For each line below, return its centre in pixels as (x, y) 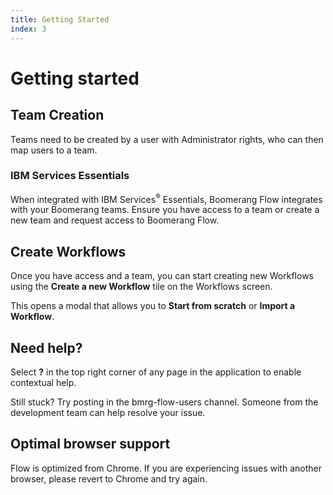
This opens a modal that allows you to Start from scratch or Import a (153, 306)
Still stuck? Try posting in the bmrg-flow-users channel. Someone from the (164, 402)
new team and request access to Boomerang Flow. (115, 220)
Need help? (46, 347)
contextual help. (43, 383)
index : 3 (28, 29)
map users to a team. (54, 150)
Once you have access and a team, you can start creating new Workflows (162, 276)
